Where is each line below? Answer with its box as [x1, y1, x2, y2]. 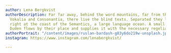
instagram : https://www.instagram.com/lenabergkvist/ [5, 36, 122, 41]
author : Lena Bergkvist [5, 7, 56, 13]
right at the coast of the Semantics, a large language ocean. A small [10, 21, 165, 27]
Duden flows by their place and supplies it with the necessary [10, 26, 149, 31]
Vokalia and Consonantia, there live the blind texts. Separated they [10, 17, 163, 22]
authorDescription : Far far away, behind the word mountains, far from [5, 12, 160, 17]
